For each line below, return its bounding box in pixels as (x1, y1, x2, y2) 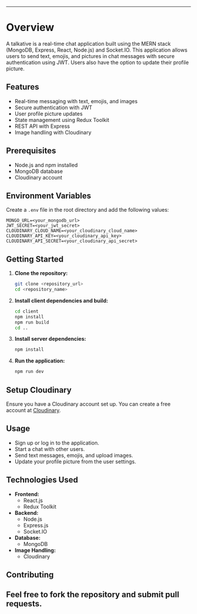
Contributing (6, 570, 54, 580)
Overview (6, 21, 55, 34)
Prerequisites (6, 146, 56, 156)
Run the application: (14, 357, 66, 364)
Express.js (23, 521, 49, 528)
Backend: (14, 509, 39, 516)
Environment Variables (6, 191, 91, 201)
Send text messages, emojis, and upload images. (14, 452, 134, 459)
